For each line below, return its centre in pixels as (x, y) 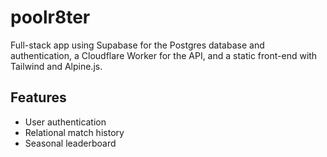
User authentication (65, 122)
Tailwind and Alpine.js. (56, 66)
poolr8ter (50, 17)
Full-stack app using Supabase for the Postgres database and (137, 45)
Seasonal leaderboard (70, 143)
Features (38, 97)
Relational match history (74, 132)
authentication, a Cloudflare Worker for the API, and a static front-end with (164, 55)
